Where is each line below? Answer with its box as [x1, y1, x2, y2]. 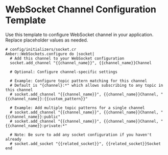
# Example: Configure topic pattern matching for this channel [10, 78, 147, 83]
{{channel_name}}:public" [5, 114, 60, 119]
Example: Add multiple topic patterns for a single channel [14, 105, 145, 110]
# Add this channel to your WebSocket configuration [10, 55, 125, 61]
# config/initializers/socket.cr [5, 47, 77, 52]
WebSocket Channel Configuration [5, 4, 157, 15]
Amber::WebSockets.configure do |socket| [5, 51, 95, 56]
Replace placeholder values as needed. [5, 37, 88, 43]
